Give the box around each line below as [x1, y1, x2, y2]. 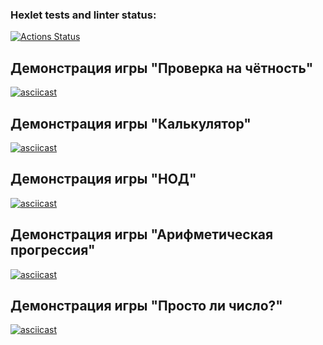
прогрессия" [10, 242, 96, 259]
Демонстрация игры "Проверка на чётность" [10, 59, 314, 77]
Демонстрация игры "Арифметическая [10, 226, 274, 243]
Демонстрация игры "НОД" [10, 171, 197, 188]
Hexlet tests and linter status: [10, 8, 157, 22]
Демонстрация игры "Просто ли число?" [10, 297, 283, 314]
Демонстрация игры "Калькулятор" [10, 115, 252, 132]
